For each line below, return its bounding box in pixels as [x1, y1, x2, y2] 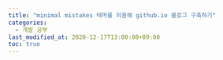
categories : [8, 19, 47, 26]
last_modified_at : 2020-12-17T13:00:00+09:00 [8, 33, 160, 41]
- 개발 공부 [15, 26, 48, 34]
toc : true [8, 41, 41, 48]
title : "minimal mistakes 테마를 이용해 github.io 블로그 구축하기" [8, 11, 217, 19]
